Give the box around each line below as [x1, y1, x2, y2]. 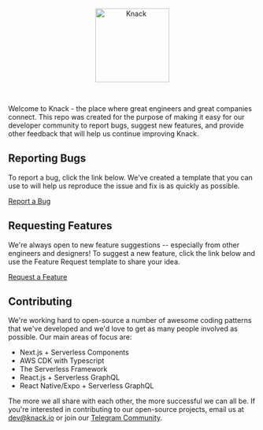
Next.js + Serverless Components [19, 347, 130, 358]
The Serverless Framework [19, 365, 108, 374]
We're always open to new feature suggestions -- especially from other [8, 240, 240, 250]
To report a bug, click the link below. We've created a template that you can [8, 172, 254, 182]
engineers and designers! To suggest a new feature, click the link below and [8, 248, 256, 258]
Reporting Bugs [8, 152, 87, 165]
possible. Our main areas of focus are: [8, 332, 132, 342]
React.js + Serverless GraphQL [19, 373, 120, 382]
